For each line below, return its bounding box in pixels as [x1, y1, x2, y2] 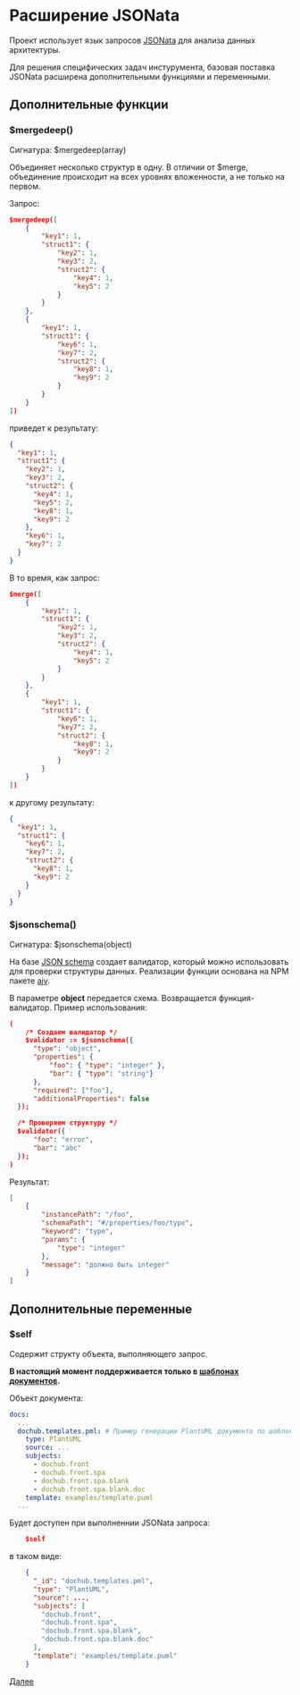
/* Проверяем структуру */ [17, 1118, 118, 1127]
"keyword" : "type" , [41, 1227, 114, 1236]
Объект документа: [9, 1392, 84, 1404]
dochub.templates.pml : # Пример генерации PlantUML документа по [17, 1427, 266, 1436]
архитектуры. [9, 44, 61, 55]
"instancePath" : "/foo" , [41, 1210, 134, 1219]
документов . [9, 1375, 61, 1386]
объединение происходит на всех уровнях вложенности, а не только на [9, 171, 286, 181]
